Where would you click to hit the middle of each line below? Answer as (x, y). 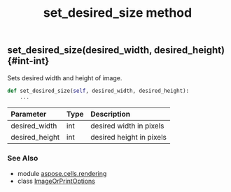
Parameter (29, 115)
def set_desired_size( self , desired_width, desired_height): (98, 91)
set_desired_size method (118, 13)
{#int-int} (28, 61)
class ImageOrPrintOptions (56, 181)
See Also (23, 158)
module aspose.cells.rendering (62, 173)
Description (111, 115)
